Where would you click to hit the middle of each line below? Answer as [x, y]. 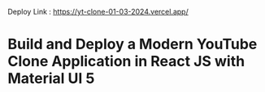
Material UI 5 [51, 79]
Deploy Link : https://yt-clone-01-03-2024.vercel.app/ [98, 12]
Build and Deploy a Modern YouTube [132, 44]
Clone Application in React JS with [126, 62]
